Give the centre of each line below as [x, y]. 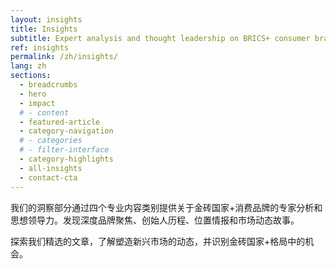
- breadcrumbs [48, 85]
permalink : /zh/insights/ [64, 57]
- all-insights [51, 168]
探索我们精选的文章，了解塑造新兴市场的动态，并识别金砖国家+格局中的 [158, 241]
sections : [31, 76]
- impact [37, 103]
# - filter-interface [64, 150]
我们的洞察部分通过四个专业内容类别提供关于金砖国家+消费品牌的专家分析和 [166, 207]
